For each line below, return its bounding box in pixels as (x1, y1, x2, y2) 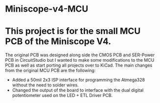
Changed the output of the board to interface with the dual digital (12, 87, 144, 93)
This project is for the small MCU (5, 26, 141, 37)
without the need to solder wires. (12, 82, 79, 88)
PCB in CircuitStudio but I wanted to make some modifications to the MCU (5, 57, 155, 63)
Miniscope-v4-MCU (5, 3, 89, 15)
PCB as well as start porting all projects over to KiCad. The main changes (5, 62, 153, 69)
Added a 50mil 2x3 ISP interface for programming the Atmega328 (12, 77, 145, 83)
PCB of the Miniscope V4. (5, 36, 112, 47)
